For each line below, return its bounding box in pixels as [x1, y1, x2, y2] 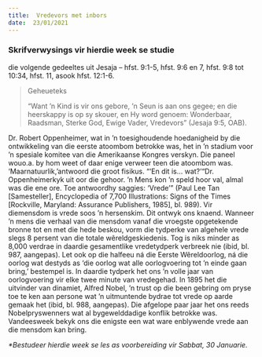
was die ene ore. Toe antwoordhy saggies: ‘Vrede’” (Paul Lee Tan [8, 183, 220, 192]
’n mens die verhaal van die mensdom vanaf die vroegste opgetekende [8, 217, 238, 226]
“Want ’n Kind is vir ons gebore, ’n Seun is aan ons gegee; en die [27, 101, 238, 111]
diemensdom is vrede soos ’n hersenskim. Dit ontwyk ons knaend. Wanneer [8, 208, 254, 217]
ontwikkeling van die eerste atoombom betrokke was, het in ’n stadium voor [8, 141, 253, 151]
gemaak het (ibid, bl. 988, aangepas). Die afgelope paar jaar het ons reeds [8, 300, 249, 309]
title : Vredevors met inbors [8, 11, 108, 20]
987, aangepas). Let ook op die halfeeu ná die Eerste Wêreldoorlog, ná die [8, 250, 249, 259]
